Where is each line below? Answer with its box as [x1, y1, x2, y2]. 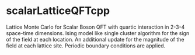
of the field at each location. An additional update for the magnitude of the [6, 36, 184, 43]
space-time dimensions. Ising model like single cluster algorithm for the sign [6, 29, 190, 36]
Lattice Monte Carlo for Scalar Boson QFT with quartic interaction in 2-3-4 [6, 23, 185, 30]
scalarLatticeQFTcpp [6, 4, 110, 18]
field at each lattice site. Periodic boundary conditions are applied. [6, 42, 166, 49]
